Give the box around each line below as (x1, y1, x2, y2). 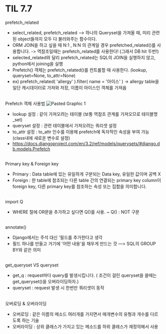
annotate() (5, 224, 27, 230)
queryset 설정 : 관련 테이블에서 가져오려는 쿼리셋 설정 (12, 122, 117, 128)
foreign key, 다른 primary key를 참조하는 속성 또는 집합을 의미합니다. (12, 183, 147, 189)
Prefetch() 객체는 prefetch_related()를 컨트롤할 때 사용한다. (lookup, (12, 67, 148, 73)
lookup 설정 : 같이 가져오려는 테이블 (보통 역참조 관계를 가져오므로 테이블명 (12, 111, 158, 117)
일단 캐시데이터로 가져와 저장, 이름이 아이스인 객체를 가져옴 (12, 84, 127, 90)
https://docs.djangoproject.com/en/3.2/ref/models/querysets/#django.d (12, 140, 160, 147)
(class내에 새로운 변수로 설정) (12, 135, 71, 141)
